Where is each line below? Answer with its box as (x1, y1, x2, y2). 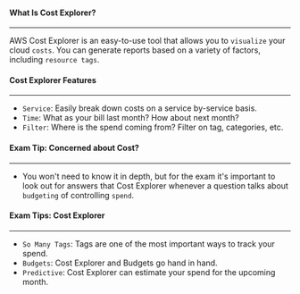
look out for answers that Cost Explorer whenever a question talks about (21, 180, 288, 191)
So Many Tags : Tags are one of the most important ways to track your (21, 238, 275, 249)
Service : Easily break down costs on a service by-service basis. (21, 103, 257, 113)
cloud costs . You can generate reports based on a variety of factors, (9, 45, 262, 55)
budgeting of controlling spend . (21, 189, 135, 200)
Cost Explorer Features (9, 74, 96, 85)
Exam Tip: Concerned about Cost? (9, 143, 140, 153)
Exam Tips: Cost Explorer (9, 210, 105, 221)
